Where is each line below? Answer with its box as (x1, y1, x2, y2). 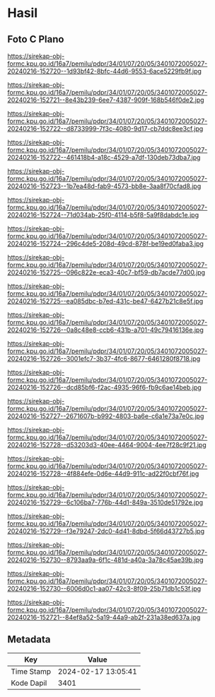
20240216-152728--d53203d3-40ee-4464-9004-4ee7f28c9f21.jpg (7, 441, 207, 449)
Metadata (7, 633, 51, 645)
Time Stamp (11, 667, 52, 676)
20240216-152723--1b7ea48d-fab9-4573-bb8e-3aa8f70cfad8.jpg (7, 182, 202, 190)
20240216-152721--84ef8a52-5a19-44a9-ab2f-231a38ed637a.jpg (7, 614, 201, 621)
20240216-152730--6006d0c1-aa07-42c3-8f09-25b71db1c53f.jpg (7, 584, 202, 592)
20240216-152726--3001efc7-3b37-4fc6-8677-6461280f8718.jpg (7, 355, 201, 362)
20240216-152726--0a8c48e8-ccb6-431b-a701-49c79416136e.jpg (7, 326, 204, 334)
